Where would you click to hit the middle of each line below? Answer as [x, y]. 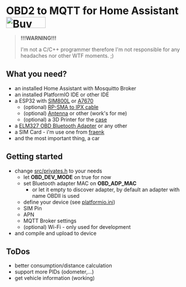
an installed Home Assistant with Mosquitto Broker [75, 88]
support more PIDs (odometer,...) [54, 272]
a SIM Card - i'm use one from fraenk [59, 132]
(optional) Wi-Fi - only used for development [77, 227]
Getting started [35, 157]
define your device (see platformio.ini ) [69, 202]
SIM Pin [32, 208]
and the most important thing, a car [57, 138]
